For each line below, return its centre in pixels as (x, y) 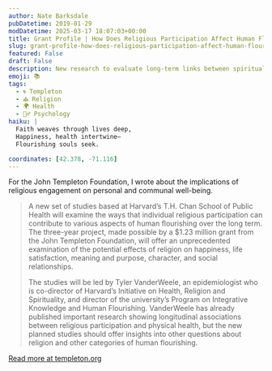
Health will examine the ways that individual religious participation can (145, 215)
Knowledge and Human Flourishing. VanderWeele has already (131, 308)
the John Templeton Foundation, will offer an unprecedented (129, 241)
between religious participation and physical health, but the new (135, 326)
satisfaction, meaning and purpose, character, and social (123, 258)
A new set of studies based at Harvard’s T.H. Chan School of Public (140, 206)
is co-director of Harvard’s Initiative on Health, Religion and (127, 291)
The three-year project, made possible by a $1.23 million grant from (141, 232)
